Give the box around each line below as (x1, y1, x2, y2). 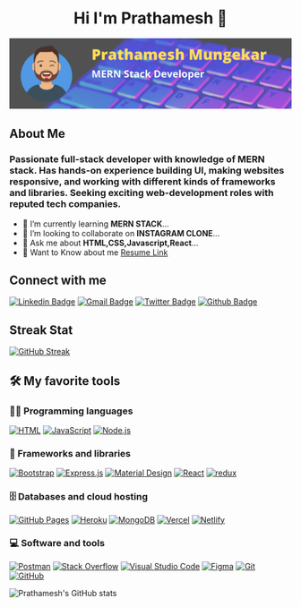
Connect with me (9, 273, 107, 288)
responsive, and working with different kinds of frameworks (9, 175, 276, 188)
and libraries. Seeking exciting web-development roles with (9, 187, 274, 200)
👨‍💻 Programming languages (9, 405, 133, 417)
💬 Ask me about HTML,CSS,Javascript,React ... (21, 237, 199, 248)
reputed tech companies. (9, 198, 122, 210)
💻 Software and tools (9, 537, 106, 550)
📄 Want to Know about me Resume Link (21, 246, 168, 258)
